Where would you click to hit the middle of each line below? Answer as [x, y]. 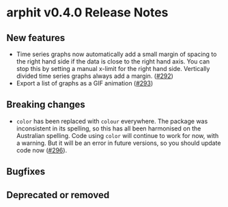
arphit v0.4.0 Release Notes [87, 13]
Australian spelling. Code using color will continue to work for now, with [117, 135]
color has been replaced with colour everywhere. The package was [112, 121]
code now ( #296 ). [42, 150]
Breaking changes [46, 105]
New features [36, 38]
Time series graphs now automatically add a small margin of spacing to [116, 54]
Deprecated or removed [58, 195]
